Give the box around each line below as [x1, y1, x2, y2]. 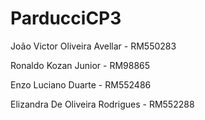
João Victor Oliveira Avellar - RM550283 [10, 40, 177, 52]
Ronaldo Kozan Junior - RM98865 [10, 59, 151, 71]
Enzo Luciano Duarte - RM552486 [10, 78, 152, 91]
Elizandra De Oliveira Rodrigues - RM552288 [10, 98, 195, 110]
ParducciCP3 [10, 7, 122, 30]
